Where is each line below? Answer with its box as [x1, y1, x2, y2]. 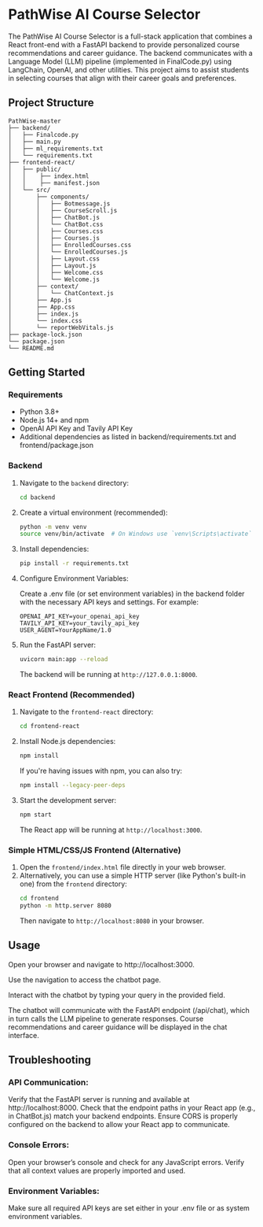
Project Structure [8, 96, 94, 109]
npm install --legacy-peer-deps [19, 782, 126, 789]
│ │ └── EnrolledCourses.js [8, 248, 128, 256]
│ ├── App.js [8, 296, 72, 304]
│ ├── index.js [8, 309, 79, 318]
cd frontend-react [19, 723, 80, 730]
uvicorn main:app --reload [19, 656, 108, 663]
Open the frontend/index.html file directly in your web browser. [19, 863, 226, 872]
